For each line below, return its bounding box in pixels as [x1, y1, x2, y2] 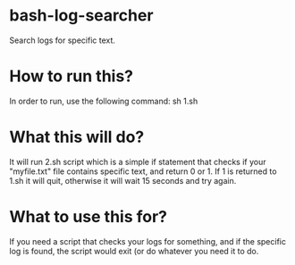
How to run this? [9, 66, 134, 87]
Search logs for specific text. [9, 35, 116, 46]
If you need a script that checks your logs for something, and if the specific [9, 236, 286, 246]
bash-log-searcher [9, 5, 154, 26]
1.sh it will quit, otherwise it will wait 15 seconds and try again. [9, 175, 237, 186]
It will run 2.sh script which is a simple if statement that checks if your [9, 156, 266, 167]
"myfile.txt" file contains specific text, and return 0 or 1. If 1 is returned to [9, 166, 277, 177]
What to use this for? [9, 207, 168, 227]
